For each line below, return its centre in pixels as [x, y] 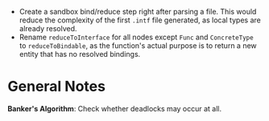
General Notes [57, 87]
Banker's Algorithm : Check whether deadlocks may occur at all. [115, 108]
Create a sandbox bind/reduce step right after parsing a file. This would [138, 12]
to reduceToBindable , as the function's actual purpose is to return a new [138, 46]
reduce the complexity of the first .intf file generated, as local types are [140, 20]
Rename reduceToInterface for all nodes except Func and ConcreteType [137, 37]
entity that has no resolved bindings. [80, 54]
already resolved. [48, 28]
